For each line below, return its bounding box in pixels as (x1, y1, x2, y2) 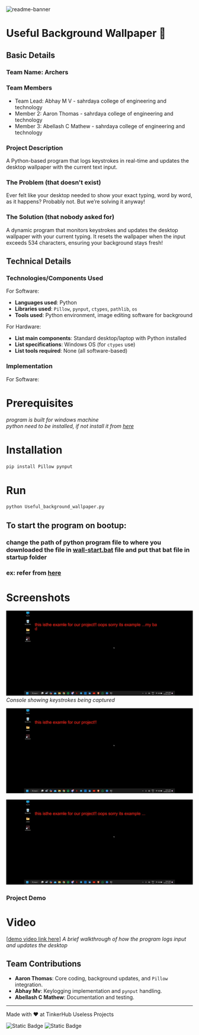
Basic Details (6, 50, 55, 60)
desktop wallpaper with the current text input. (6, 163, 117, 171)
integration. (14, 981, 43, 988)
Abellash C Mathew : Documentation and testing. (14, 993, 134, 1001)
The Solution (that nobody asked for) (6, 213, 114, 221)
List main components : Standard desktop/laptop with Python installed (14, 335, 187, 342)
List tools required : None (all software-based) (14, 347, 128, 355)
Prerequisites (6, 396, 74, 410)
